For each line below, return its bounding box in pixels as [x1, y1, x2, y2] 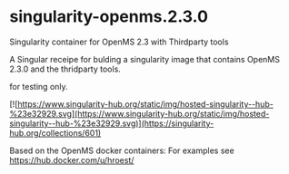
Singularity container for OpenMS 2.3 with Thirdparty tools [9, 36, 229, 47]
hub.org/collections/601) [9, 127, 102, 138]
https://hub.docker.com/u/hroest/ [9, 154, 135, 165]
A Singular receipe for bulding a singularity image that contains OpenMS [9, 53, 280, 64]
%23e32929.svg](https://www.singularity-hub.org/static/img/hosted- [9, 108, 270, 119]
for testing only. [9, 81, 68, 92]
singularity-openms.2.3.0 [9, 6, 209, 27]
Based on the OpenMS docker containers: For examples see [9, 145, 234, 156]
